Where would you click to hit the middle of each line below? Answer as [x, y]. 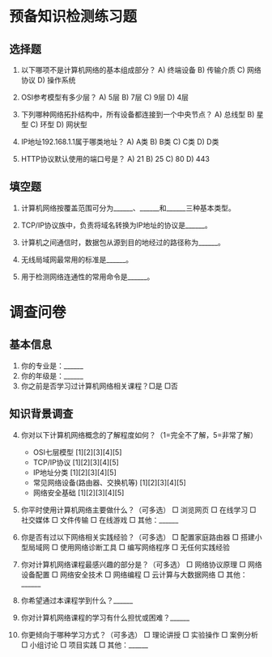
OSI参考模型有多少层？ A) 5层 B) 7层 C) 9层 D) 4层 [105, 97]
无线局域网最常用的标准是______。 [77, 259]
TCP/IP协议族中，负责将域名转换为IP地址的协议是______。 [117, 225]
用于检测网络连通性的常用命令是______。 [87, 277]
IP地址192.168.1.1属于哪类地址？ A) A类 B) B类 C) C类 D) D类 [120, 142]
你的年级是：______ [52, 375]
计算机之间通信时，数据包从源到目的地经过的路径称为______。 [123, 242]
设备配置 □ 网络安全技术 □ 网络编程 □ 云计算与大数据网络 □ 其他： [134, 574]
